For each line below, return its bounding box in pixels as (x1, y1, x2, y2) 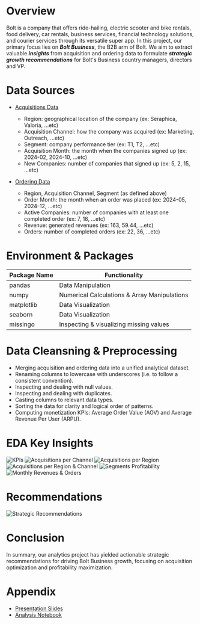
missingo (9, 320, 35, 329)
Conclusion (6, 531, 65, 545)
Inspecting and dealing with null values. (14, 383, 113, 391)
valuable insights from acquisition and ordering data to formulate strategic (6, 49, 192, 57)
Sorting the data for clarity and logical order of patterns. (14, 402, 154, 410)
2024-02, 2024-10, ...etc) (23, 153, 88, 161)
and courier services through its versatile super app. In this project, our (6, 37, 182, 44)
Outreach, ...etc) (23, 134, 65, 141)
